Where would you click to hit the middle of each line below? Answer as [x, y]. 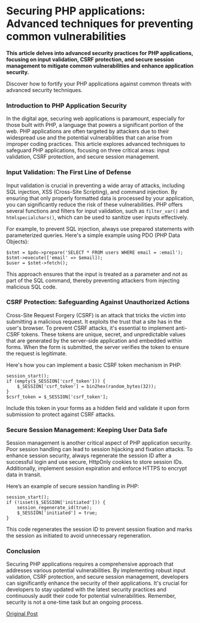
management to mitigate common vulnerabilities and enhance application [100, 66]
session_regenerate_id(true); [55, 508]
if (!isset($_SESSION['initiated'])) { [56, 503]
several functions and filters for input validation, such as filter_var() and [98, 211]
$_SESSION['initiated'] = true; [57, 513]
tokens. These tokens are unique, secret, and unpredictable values [103, 334]
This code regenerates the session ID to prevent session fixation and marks [99, 529]
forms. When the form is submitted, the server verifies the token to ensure [98, 347]
